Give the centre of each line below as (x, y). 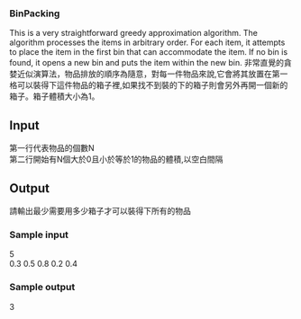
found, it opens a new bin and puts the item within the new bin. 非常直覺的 (146, 63)
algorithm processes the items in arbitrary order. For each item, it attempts (147, 42)
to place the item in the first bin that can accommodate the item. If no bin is (149, 52)
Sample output (42, 288)
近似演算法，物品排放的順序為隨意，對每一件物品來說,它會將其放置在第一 (152, 74)
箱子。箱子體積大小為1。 (55, 96)
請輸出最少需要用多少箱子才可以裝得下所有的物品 (100, 210)
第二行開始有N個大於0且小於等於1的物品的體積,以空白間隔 (116, 159)
